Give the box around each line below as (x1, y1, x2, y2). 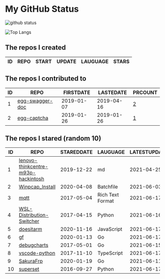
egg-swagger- (17, 97, 53, 104)
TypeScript (97, 250, 123, 256)
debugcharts (19, 242, 49, 249)
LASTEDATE (98, 89, 127, 96)
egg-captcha (17, 114, 49, 121)
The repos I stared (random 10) (5, 134, 102, 142)
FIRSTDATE (63, 89, 90, 96)
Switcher (19, 218, 40, 224)
